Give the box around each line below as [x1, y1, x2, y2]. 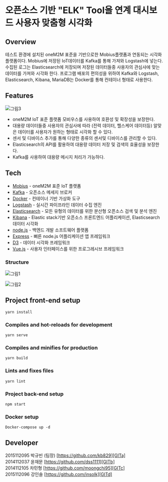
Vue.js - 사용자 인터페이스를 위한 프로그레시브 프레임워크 [12, 246, 124, 252]
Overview [5, 37, 37, 46]
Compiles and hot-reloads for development [5, 321, 113, 328]
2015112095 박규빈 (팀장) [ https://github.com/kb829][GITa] [5, 452, 126, 458]
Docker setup [5, 413, 39, 420]
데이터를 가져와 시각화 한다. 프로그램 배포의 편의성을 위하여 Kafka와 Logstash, [5, 70, 159, 76]
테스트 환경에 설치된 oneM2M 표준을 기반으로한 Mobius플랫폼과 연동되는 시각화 [5, 51, 162, 57]
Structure [5, 259, 29, 266]
